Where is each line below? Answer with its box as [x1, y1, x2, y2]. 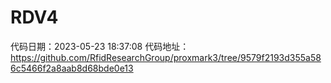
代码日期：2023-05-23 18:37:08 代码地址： [10, 40, 190, 52]
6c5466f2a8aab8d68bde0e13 [10, 62, 134, 74]
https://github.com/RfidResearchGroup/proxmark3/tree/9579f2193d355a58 [10, 51, 322, 63]
